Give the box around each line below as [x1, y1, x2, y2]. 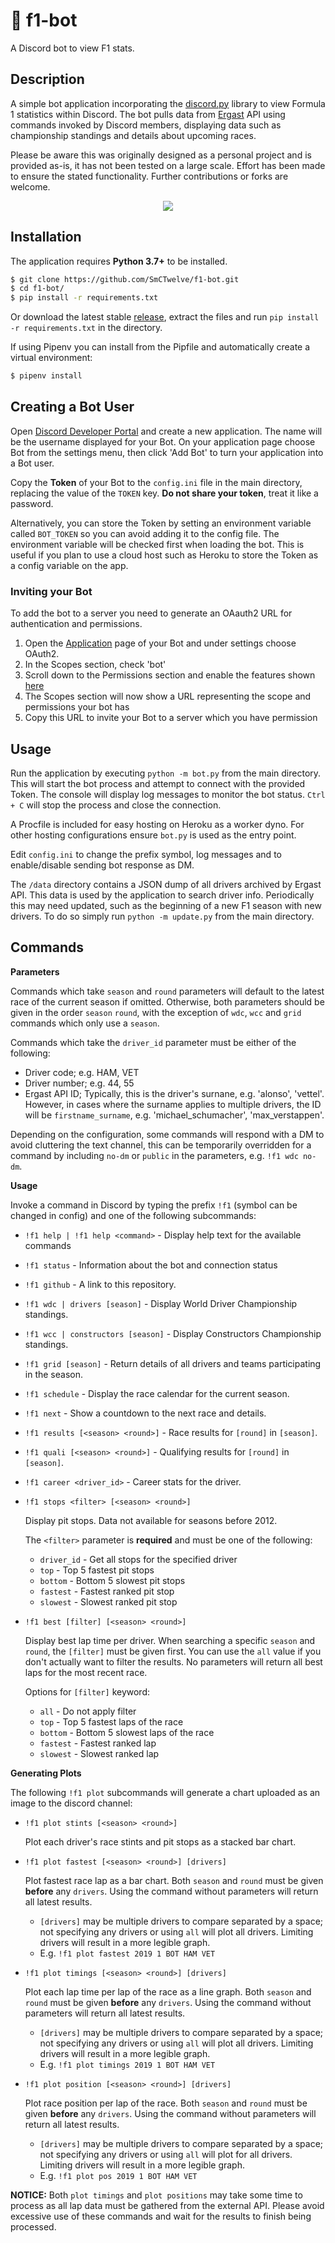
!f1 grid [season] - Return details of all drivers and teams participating [24, 1357, 322, 1369]
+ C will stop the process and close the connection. [10, 799, 222, 811]
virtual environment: [10, 352, 93, 364]
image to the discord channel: [10, 1797, 133, 1809]
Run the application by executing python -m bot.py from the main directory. [10, 767, 322, 779]
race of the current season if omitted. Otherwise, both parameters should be [10, 995, 325, 1008]
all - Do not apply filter [39, 1705, 137, 1717]
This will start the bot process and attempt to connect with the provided [10, 777, 306, 789]
